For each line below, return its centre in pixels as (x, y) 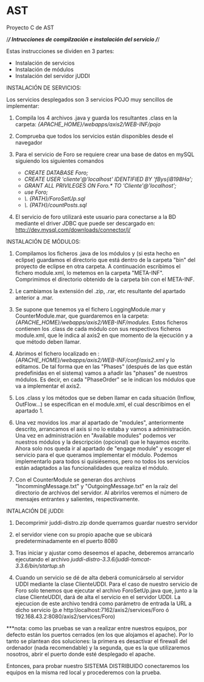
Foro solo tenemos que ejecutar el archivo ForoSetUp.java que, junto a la (106, 590)
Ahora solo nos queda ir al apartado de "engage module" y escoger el (103, 448)
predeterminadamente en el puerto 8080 (66, 541)
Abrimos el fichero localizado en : (57, 353)
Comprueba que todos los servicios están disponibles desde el (94, 136)
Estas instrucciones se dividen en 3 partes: (60, 51)
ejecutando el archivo (42, 559)
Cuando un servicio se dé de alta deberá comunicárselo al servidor (99, 577)
